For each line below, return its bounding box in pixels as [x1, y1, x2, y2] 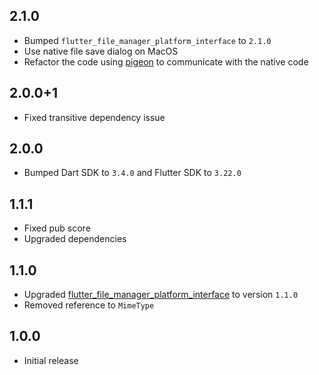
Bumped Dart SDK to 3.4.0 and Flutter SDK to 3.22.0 [23, 167, 242, 179]
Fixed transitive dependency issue [23, 111, 166, 123]
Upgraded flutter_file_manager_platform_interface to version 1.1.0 [23, 289, 299, 301]
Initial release [23, 354, 79, 366]
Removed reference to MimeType [23, 299, 155, 311]
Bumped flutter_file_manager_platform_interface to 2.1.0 [23, 34, 272, 46]
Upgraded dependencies [23, 233, 127, 245]
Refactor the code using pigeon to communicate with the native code [23, 55, 309, 68]
